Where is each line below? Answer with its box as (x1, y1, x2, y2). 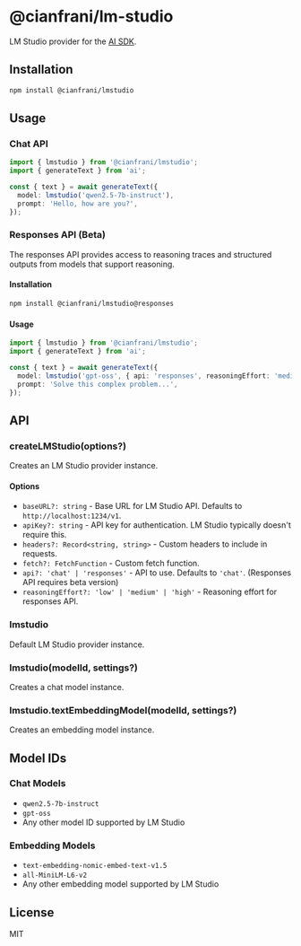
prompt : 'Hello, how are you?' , (17, 199, 139, 208)
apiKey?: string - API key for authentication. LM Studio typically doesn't (21, 520, 291, 530)
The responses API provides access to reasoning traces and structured (9, 249, 272, 259)
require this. (21, 530, 67, 540)
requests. (21, 548, 58, 559)
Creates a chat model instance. (9, 681, 125, 692)
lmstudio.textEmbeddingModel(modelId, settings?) (9, 704, 237, 716)
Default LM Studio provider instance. (9, 639, 145, 650)
